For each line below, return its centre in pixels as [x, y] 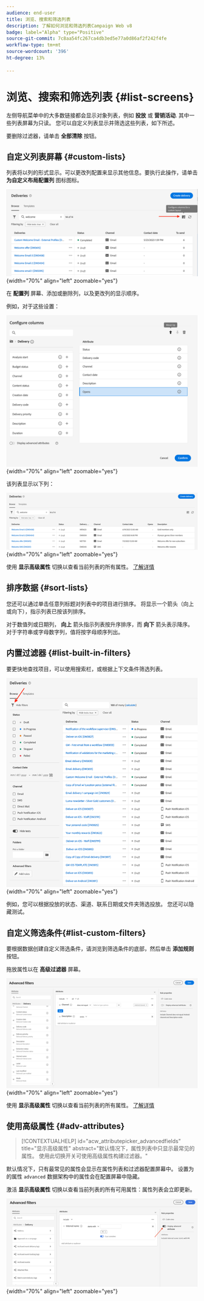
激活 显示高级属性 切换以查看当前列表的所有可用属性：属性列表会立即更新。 [101, 1189]
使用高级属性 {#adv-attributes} [66, 1126]
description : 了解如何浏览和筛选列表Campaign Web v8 [69, 26]
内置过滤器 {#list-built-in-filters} [69, 653]
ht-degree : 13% [25, 58]
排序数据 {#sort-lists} [47, 588]
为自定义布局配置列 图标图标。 [44, 180]
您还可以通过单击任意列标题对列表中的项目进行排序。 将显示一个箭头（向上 [100, 604]
